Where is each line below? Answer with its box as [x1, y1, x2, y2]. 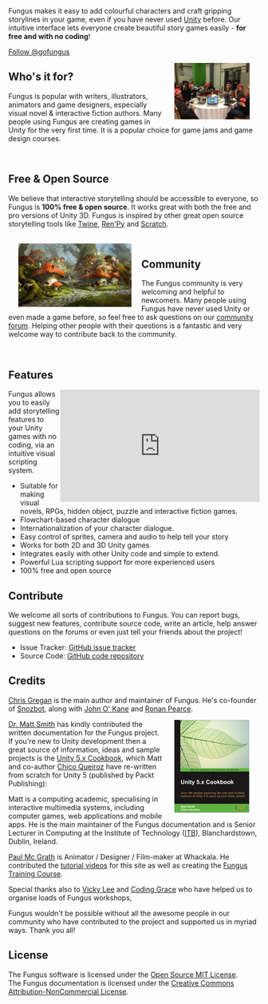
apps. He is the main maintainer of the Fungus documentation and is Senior [8, 820, 256, 829]
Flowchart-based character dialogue [19, 515, 140, 524]
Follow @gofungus [8, 47, 70, 57]
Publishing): [8, 778, 48, 788]
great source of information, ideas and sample [8, 745, 160, 754]
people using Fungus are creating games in [8, 117, 151, 126]
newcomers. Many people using [140, 295, 247, 305]
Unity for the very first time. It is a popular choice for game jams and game [8, 125, 254, 135]
